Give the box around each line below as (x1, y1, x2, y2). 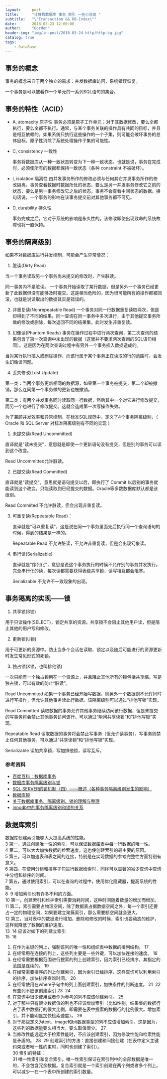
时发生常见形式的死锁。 (5, 652, 53, 658)
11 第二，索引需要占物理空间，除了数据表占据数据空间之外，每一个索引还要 (5, 903, 158, 909)
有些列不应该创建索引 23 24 (12, 987, 71, 993)
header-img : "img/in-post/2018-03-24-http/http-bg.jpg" (5, 30, 123, 35)
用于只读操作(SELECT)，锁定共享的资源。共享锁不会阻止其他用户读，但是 (5, 619, 156, 625)
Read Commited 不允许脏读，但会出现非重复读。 (5, 502, 105, 508)
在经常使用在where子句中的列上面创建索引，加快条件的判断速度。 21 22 (12, 981, 161, 987)
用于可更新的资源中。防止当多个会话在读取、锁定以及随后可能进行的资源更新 (5, 646, 162, 652)
